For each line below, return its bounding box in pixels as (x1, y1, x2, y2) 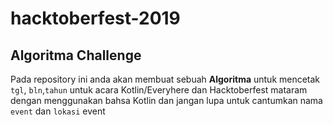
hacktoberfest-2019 (10, 7, 181, 30)
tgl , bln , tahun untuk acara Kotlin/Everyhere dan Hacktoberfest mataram (10, 84, 308, 96)
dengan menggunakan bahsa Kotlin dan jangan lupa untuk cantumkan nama (10, 95, 323, 106)
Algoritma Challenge (10, 47, 142, 64)
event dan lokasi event (10, 105, 106, 117)
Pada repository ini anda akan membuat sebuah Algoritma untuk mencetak (10, 73, 321, 85)
